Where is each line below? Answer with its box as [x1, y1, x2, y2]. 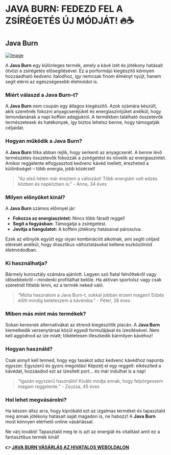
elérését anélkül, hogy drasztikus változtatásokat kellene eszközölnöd [5, 241, 152, 247]
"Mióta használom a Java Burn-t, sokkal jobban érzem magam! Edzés [17, 292, 164, 298]
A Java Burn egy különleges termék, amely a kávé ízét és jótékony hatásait [5, 62, 163, 68]
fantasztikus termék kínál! [5, 434, 60, 440]
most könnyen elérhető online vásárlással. [5, 419, 94, 425]
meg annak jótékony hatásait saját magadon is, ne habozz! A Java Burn [5, 413, 156, 420]
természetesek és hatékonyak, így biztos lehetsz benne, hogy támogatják [5, 119, 160, 125]
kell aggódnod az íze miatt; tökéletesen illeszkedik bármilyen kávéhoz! [5, 333, 153, 339]
